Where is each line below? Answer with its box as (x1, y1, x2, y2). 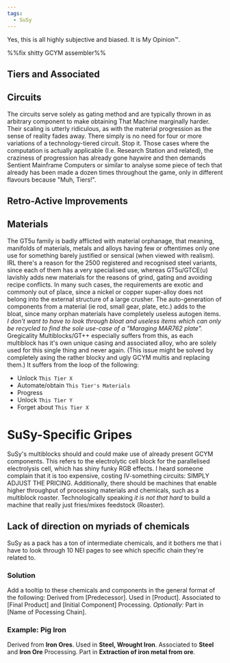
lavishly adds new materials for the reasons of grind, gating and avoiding (7, 273, 212, 281)
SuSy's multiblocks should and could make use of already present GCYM (7, 450, 214, 458)
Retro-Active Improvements (7, 195, 129, 207)
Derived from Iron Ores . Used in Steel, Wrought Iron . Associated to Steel (7, 640, 214, 649)
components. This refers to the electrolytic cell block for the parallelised (7, 457, 210, 465)
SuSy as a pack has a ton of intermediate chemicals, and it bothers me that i (7, 539, 222, 547)
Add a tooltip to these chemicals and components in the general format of (7, 586, 216, 594)
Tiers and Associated (7, 68, 101, 80)
